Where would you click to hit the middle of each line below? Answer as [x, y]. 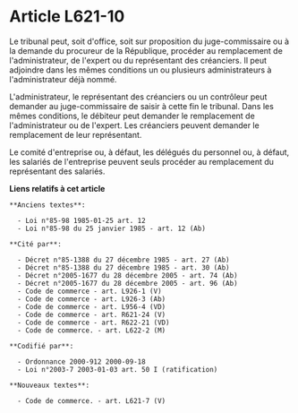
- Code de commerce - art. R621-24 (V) [92, 314]
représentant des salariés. [57, 171]
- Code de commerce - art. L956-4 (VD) [92, 306]
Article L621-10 [67, 17]
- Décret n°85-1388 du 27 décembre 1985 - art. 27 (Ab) [123, 260]
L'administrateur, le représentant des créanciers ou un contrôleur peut [138, 97]
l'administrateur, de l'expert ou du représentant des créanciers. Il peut [138, 60]
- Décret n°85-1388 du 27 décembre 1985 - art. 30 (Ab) [123, 267]
